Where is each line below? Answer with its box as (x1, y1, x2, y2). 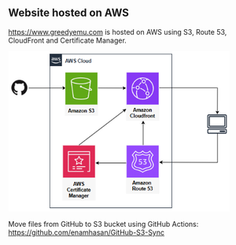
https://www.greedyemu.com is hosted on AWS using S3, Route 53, (8, 27, 227, 36)
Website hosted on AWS (8, 6, 130, 20)
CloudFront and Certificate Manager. (8, 35, 127, 45)
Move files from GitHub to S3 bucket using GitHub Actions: (8, 219, 199, 228)
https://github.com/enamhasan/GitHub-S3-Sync (8, 228, 165, 237)
